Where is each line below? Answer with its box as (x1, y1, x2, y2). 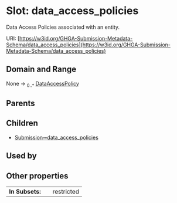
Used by (6, 151, 37, 161)
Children (6, 119, 38, 128)
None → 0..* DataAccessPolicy (6, 80, 79, 89)
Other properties (6, 171, 69, 181)
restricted (52, 187, 79, 195)
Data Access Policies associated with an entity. (6, 23, 120, 31)
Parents (6, 98, 35, 108)
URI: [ (6, 35, 20, 42)
